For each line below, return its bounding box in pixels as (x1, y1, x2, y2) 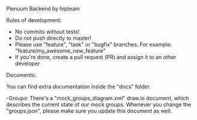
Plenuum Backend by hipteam (6, 5, 80, 12)
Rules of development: (6, 17, 62, 23)
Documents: (6, 72, 37, 78)
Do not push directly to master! (14, 35, 92, 41)
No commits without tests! (14, 28, 80, 35)
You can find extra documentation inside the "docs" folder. (6, 83, 151, 90)
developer (14, 60, 40, 67)
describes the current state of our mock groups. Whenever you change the (6, 101, 192, 108)
